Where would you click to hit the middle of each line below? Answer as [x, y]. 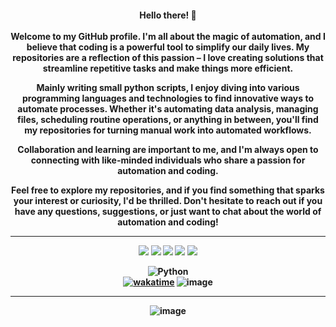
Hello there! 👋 [168, 15]
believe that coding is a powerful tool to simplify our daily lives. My [168, 47]
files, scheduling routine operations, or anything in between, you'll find [168, 119]
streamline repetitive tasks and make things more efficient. [168, 68]
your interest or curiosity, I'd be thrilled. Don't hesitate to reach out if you [168, 200]
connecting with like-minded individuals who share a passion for [168, 160]
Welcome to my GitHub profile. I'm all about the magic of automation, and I [168, 36]
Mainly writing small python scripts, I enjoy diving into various [168, 87]
